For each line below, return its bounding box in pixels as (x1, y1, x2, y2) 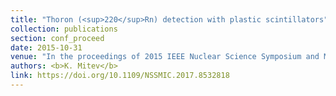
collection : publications (10, 24, 118, 34)
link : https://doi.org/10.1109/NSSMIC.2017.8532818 (10, 71, 230, 81)
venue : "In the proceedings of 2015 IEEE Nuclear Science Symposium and (10, 52, 320, 62)
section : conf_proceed (10, 33, 105, 43)
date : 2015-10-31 (10, 42, 83, 53)
